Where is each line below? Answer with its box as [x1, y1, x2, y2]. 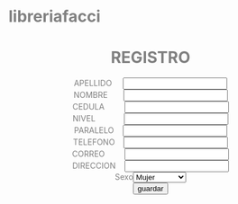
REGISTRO [110, 48, 191, 68]
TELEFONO [72, 137, 115, 147]
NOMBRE [73, 90, 108, 101]
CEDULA [72, 102, 105, 112]
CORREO [71, 148, 105, 159]
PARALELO [74, 125, 114, 136]
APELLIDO [73, 78, 113, 89]
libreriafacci [8, 6, 101, 27]
